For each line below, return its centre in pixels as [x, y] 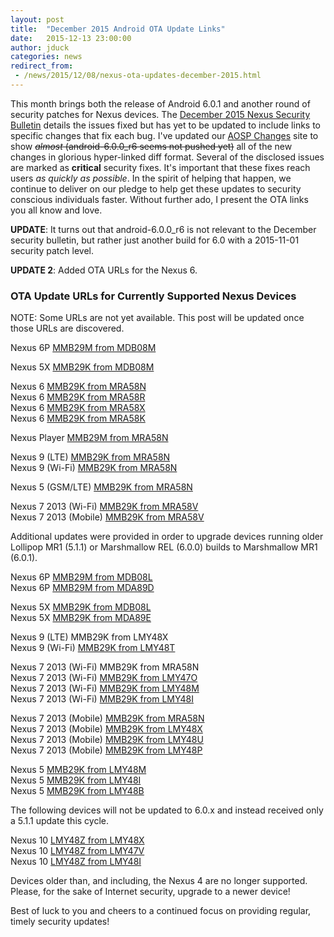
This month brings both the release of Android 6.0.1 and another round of [160, 103]
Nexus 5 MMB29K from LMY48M [78, 770]
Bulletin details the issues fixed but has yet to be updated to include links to [166, 125]
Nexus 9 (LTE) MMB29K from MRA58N [90, 457]
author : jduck [40, 47]
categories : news [46, 57]
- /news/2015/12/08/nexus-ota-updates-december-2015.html [138, 76]
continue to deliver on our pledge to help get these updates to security [156, 188]
